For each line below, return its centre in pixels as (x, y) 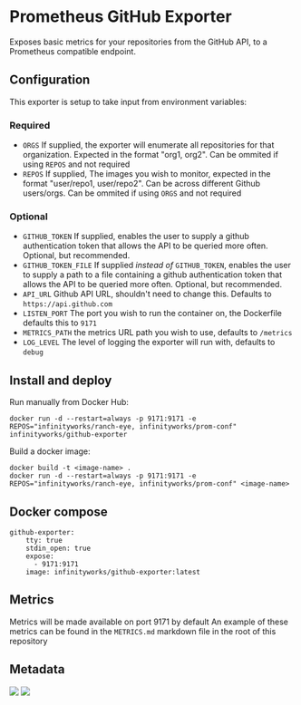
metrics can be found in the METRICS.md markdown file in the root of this (143, 631)
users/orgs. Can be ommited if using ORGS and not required (132, 193)
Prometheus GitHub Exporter (121, 17)
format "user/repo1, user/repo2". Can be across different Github (141, 184)
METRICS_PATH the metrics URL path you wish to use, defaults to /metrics (157, 333)
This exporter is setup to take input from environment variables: (128, 101)
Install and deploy (61, 380)
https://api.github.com (68, 304)
